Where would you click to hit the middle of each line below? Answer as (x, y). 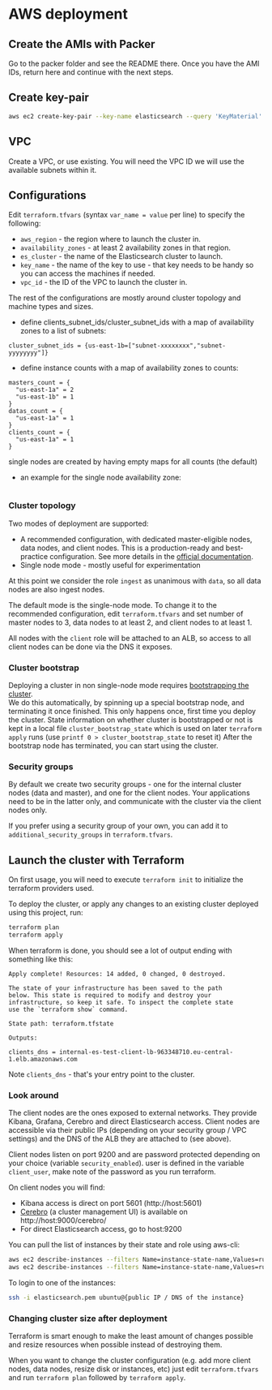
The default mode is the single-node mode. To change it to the (113, 605)
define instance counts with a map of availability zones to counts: (129, 368)
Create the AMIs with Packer (82, 44)
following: (25, 223)
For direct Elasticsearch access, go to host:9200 (101, 1229)
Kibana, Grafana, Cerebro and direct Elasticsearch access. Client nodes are (134, 1121)
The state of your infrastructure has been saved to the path (115, 988)
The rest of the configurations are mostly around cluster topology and (125, 298)
